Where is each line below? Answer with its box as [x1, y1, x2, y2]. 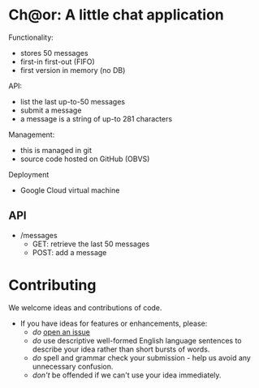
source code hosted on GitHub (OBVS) [19, 154, 150, 164]
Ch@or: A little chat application [8, 6, 225, 24]
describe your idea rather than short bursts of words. [32, 344, 210, 354]
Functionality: [8, 32, 54, 42]
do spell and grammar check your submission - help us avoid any [32, 352, 252, 362]
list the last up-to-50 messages [19, 96, 126, 106]
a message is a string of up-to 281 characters [19, 113, 173, 123]
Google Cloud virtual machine [19, 185, 120, 195]
